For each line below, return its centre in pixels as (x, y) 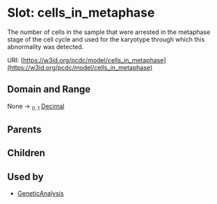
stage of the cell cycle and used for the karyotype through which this (106, 39)
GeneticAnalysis (40, 194)
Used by (25, 177)
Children (26, 153)
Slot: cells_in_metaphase (81, 13)
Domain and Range (49, 89)
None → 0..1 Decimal (36, 107)
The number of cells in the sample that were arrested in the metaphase (109, 32)
